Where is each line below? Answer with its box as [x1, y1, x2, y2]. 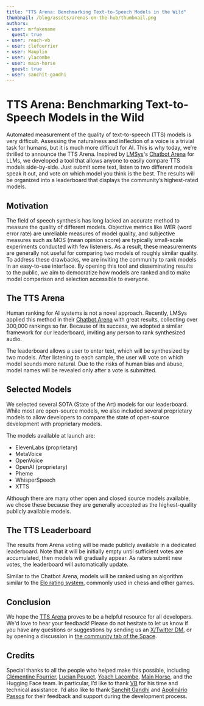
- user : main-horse [6, 60, 56, 66]
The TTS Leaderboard [6, 525, 91, 535]
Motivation [6, 200, 49, 211]
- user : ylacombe [6, 54, 51, 61]
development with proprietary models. [6, 420, 102, 427]
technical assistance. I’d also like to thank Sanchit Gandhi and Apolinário [6, 686, 188, 694]
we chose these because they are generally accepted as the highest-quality [6, 501, 197, 508]
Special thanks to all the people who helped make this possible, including [6, 667, 190, 674]
